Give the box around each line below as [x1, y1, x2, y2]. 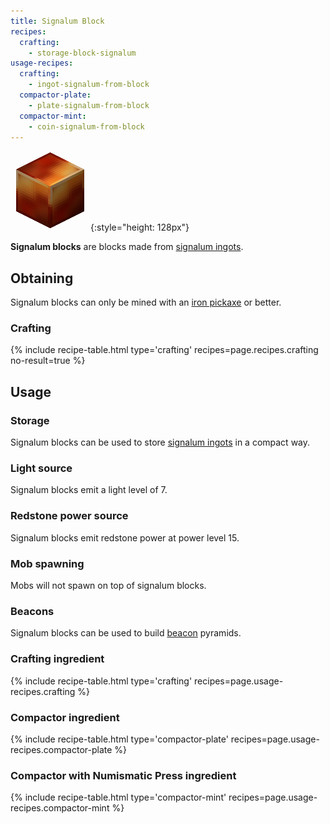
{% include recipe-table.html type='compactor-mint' [10, 791, 227, 804]
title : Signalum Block [10, 16, 105, 26]
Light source [10, 461, 73, 475]
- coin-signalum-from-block [28, 121, 145, 132]
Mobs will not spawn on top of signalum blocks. [10, 580, 207, 592]
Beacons [10, 604, 55, 618]
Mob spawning [10, 556, 85, 570]
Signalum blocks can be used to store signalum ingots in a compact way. [10, 436, 311, 449]
